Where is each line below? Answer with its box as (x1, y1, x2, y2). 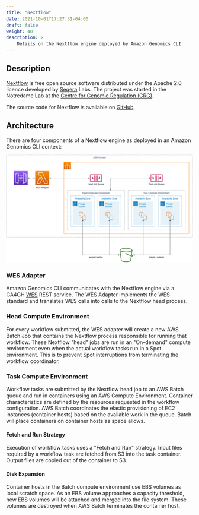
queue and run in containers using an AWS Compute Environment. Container (6, 392, 193, 399)
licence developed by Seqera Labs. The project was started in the (6, 86, 167, 93)
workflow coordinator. (6, 357, 60, 365)
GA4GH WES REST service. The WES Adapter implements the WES (6, 291, 170, 298)
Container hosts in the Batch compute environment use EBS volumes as (6, 484, 181, 491)
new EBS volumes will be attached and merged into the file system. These (6, 496, 187, 503)
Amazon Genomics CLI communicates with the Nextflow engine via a (6, 285, 175, 292)
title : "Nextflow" (6, 10, 52, 15)
